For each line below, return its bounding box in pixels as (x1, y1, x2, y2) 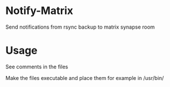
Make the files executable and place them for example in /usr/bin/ (5, 74, 164, 81)
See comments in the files (5, 63, 69, 70)
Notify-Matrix (5, 4, 74, 18)
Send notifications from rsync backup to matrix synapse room (5, 23, 155, 30)
